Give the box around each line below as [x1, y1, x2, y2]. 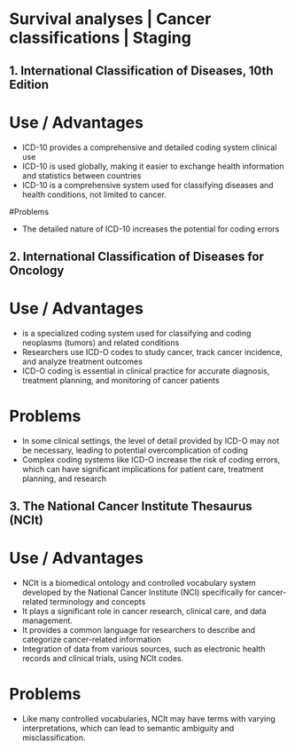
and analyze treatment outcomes [21, 356, 144, 367]
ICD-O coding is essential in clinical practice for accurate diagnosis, [21, 365, 270, 376]
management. [21, 615, 74, 626]
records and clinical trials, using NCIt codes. [21, 653, 184, 664]
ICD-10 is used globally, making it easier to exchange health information [21, 161, 285, 171]
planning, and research [21, 473, 107, 484]
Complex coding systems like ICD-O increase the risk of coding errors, [21, 454, 281, 465]
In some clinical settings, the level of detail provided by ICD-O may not [21, 435, 280, 446]
